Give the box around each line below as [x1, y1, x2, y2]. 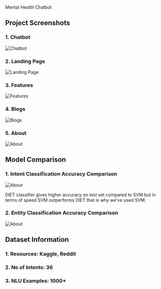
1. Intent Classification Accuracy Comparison [5, 171, 117, 178]
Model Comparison [5, 156, 66, 164]
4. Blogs [5, 105, 26, 112]
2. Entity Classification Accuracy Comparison [5, 209, 118, 216]
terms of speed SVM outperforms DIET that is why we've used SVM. [5, 197, 146, 203]
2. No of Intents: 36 [5, 264, 53, 271]
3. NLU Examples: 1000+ [5, 277, 66, 284]
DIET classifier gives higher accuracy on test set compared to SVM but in [5, 192, 156, 198]
